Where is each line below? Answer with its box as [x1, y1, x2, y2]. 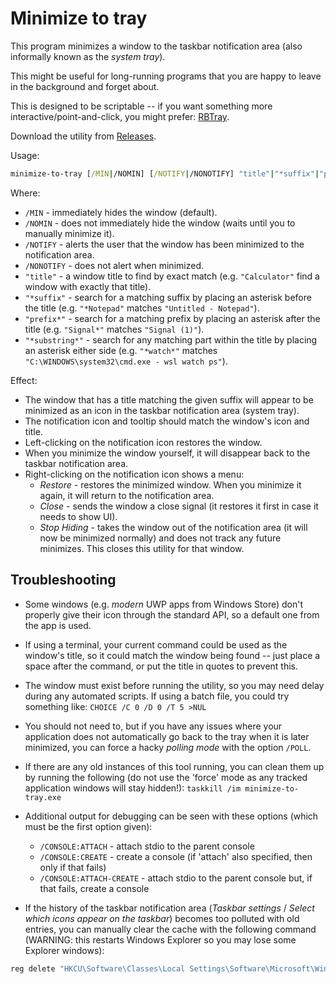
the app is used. [24, 619, 92, 631]
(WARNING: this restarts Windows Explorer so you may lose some [24, 933, 297, 946]
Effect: [10, 374, 38, 386]
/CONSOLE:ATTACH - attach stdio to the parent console [39, 840, 255, 852]
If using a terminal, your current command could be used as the [24, 638, 288, 651]
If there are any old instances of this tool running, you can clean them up [24, 760, 325, 772]
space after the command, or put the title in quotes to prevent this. [24, 660, 299, 672]
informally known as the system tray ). [10, 50, 166, 62]
